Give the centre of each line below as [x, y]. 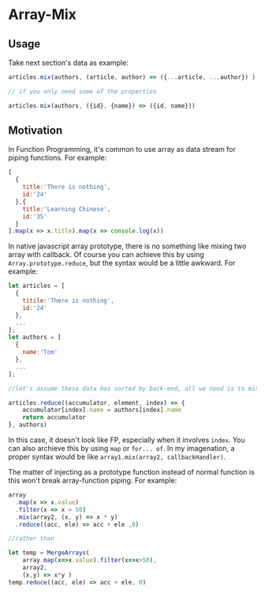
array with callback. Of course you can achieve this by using [106, 255]
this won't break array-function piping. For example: [93, 481]
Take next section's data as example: [68, 62]
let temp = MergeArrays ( [49, 553]
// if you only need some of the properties [82, 91]
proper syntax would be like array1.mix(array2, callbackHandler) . [117, 457]
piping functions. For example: [58, 158]
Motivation [35, 131]
